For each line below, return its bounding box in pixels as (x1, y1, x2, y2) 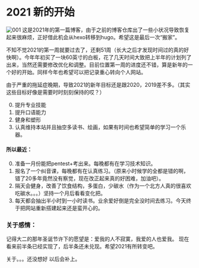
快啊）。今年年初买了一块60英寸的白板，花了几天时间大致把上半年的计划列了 (6, 53, 192, 61)
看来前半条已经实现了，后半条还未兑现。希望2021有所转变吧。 (6, 243, 158, 250)
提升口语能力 (14, 108, 46, 116)
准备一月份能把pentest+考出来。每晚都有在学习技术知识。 (14, 160, 156, 167)
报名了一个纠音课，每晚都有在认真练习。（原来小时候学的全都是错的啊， (14, 168, 189, 175)
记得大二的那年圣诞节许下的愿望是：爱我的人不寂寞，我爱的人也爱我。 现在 (6, 235, 190, 242)
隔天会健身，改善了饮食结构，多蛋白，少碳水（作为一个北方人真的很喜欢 (14, 182, 191, 190)
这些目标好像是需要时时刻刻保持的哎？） (6, 89, 105, 96)
